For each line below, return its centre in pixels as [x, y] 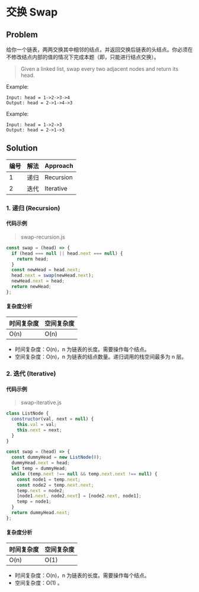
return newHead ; [31, 287]
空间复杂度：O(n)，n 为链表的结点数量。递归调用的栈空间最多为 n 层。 [101, 357]
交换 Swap [32, 12]
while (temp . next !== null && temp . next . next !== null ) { [85, 474]
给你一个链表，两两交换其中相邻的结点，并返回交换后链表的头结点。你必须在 [99, 49]
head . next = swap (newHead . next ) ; [53, 275]
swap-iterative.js [41, 403]
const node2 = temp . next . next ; [55, 485]
